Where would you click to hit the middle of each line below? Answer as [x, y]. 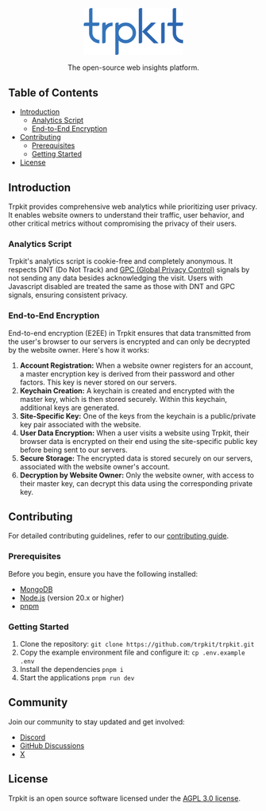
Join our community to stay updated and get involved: [96, 721]
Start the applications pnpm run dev [77, 678]
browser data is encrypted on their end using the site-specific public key [139, 441]
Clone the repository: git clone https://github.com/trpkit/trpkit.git [137, 643]
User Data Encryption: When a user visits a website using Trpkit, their [135, 433]
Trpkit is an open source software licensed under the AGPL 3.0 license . [124, 798]
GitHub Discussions [52, 745]
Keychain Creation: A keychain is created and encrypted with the [127, 390]
